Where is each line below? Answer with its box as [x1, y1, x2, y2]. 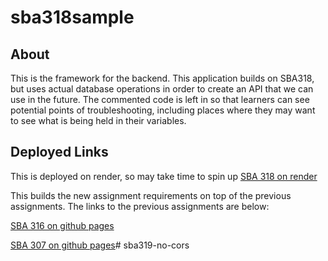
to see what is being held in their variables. [10, 115, 187, 126]
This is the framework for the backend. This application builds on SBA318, [10, 72, 315, 84]
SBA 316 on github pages [10, 219, 115, 231]
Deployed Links [10, 144, 109, 161]
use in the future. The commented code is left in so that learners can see [10, 94, 310, 105]
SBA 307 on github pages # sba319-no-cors [10, 239, 190, 251]
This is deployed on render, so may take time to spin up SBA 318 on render [10, 170, 318, 182]
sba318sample [10, 6, 135, 29]
